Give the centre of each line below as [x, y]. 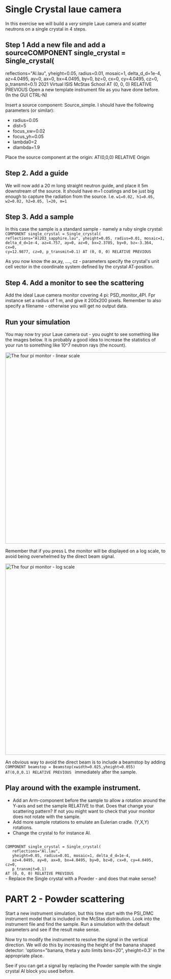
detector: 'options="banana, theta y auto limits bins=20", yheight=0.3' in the [85, 950]
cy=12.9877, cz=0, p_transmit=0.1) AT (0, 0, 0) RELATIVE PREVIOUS [78, 252]
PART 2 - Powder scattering [65, 899]
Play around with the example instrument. [73, 788]
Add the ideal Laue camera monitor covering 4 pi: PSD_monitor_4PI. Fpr [80, 295]
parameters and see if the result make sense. [53, 929]
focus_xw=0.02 [29, 131]
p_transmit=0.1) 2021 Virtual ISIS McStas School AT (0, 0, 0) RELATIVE [79, 84]
